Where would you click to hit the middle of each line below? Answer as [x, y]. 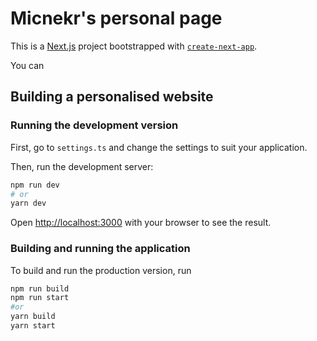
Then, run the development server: [82, 166]
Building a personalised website [112, 97]
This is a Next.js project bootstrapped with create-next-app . [134, 46]
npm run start [40, 298]
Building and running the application [100, 249]
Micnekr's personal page [116, 18]
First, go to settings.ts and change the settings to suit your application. [159, 147]
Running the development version [94, 125]
